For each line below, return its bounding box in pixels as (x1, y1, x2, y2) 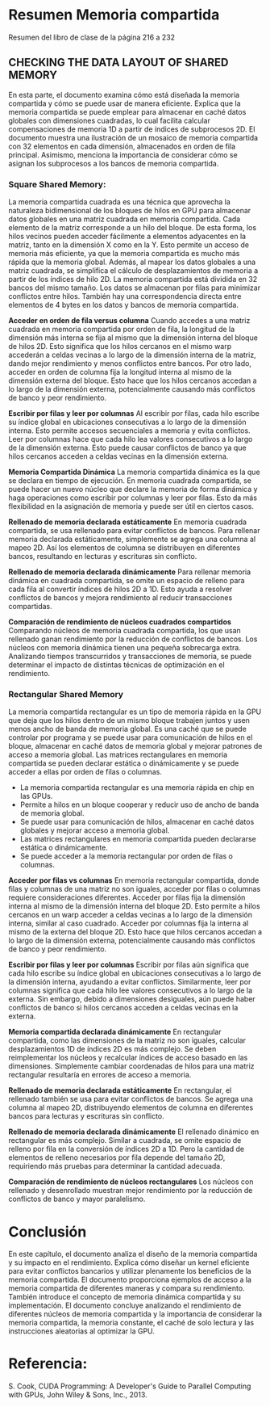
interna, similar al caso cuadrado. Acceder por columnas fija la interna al (8, 918, 249, 928)
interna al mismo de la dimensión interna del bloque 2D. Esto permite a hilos (8, 901, 260, 911)
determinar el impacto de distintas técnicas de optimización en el (8, 660, 225, 670)
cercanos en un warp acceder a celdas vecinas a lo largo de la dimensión (8, 910, 252, 920)
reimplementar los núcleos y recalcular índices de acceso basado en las (8, 1052, 248, 1063)
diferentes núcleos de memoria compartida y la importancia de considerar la (8, 1309, 263, 1319)
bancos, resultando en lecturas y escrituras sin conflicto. (8, 552, 197, 561)
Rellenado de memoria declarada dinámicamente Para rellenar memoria (8, 567, 251, 577)
